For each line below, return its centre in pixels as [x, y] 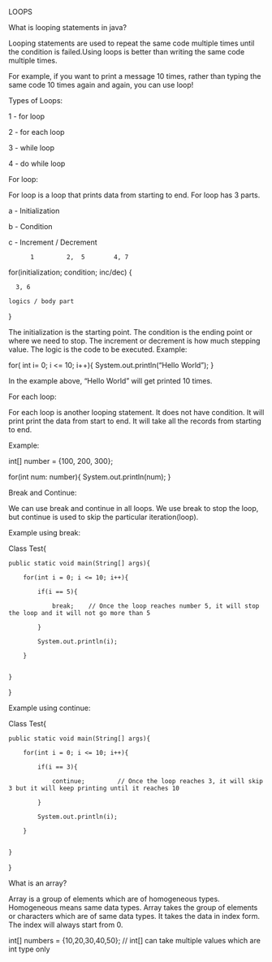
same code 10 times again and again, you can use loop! [101, 85]
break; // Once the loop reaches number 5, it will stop [155, 606]
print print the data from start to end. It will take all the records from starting [135, 421]
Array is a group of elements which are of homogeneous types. [114, 899]
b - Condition [30, 226]
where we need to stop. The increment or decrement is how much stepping [134, 341]
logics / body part [41, 301]
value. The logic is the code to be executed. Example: [98, 349]
